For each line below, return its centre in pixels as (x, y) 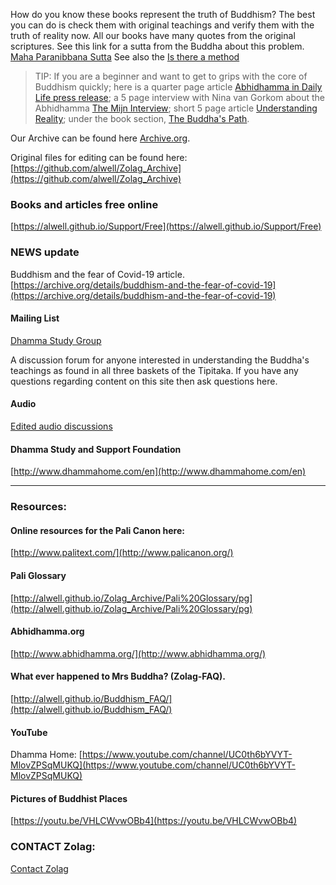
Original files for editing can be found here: (99, 157)
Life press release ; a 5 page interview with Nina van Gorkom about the (180, 97)
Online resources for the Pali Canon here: (97, 530)
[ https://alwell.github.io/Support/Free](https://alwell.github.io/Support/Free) (166, 226)
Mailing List (35, 318)
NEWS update (45, 252)
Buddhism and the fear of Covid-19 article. (97, 274)
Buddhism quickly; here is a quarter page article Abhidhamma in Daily (178, 87)
